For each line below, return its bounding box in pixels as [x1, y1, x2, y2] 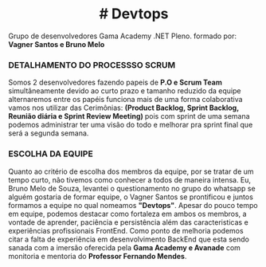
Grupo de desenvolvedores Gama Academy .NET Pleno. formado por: [8, 31, 237, 41]
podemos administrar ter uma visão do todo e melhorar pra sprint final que [8, 120, 253, 130]
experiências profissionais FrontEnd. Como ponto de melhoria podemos [8, 226, 244, 235]
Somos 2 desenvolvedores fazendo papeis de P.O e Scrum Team [8, 77, 223, 88]
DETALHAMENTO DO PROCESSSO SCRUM [8, 59, 176, 70]
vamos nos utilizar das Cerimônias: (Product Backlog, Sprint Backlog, [8, 103, 239, 112]
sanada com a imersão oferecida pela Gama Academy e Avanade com [8, 242, 241, 252]
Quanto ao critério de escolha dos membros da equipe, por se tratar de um [8, 167, 254, 176]
